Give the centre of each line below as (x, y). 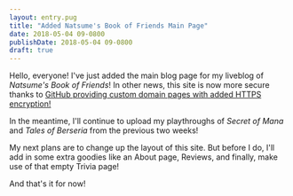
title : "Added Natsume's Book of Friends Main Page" (109, 26)
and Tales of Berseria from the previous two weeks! (104, 130)
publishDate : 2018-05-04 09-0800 (71, 42)
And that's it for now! (48, 184)
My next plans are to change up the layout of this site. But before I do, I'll (142, 148)
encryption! (30, 104)
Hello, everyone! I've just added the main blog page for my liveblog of (137, 75)
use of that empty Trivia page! (64, 167)
